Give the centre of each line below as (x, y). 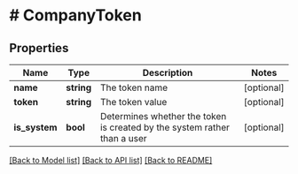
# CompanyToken (75, 15)
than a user (124, 138)
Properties (39, 48)
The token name (134, 87)
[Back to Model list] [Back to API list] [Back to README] (111, 160)
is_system (35, 127)
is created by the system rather (165, 127)
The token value (134, 102)
